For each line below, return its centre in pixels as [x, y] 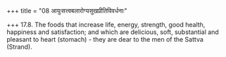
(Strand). [19, 47]
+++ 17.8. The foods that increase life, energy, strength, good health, [106, 25]
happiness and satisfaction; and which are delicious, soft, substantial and [113, 32]
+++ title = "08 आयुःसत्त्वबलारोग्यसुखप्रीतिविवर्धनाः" [67, 11]
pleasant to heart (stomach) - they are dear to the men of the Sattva [105, 39]
